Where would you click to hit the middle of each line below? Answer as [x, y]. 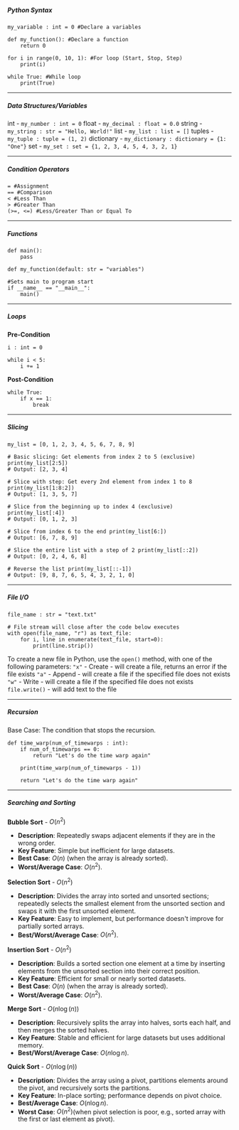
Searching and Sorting [42, 803]
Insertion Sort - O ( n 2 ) [39, 949]
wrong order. [37, 843]
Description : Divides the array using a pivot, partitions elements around [123, 1080]
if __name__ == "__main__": [49, 288]
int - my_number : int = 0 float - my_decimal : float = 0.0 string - [105, 123]
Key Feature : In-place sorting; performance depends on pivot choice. [120, 1095]
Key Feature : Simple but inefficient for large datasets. [96, 851]
